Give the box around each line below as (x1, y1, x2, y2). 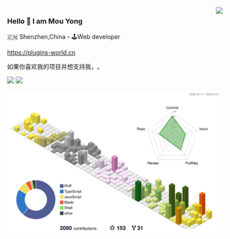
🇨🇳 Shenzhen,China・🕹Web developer (7, 33, 121, 41)
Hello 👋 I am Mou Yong (7, 16, 84, 26)
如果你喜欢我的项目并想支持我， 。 (7, 63, 103, 71)
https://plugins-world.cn (7, 48, 76, 57)
